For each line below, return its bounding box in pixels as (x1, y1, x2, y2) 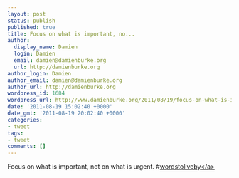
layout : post (7, 10, 46, 18)
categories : (7, 116, 43, 123)
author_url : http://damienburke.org (7, 83, 116, 90)
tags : (7, 130, 23, 137)
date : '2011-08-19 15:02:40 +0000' (7, 103, 113, 110)
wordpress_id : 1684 (7, 90, 65, 97)
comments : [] (7, 143, 46, 150)
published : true (7, 23, 55, 31)
